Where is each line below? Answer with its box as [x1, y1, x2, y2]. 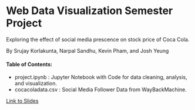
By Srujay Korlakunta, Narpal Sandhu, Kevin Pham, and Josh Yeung [6, 47, 169, 54]
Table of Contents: [6, 60, 53, 68]
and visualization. [14, 80, 58, 87]
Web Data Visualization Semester [6, 4, 173, 18]
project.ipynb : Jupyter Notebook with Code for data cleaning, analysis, [14, 74, 188, 81]
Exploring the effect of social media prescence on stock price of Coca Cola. [6, 36, 190, 43]
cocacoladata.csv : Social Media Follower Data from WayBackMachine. [14, 86, 187, 93]
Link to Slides [6, 98, 39, 105]
